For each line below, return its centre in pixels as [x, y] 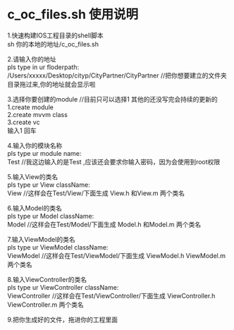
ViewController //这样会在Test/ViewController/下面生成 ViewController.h [111, 295]
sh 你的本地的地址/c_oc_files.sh [53, 44]
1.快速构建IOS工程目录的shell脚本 [55, 35]
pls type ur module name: [44, 153]
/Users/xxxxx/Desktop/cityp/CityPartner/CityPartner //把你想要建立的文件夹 [117, 75]
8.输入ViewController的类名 [47, 279]
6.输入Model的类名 [35, 208]
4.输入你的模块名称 [35, 145]
